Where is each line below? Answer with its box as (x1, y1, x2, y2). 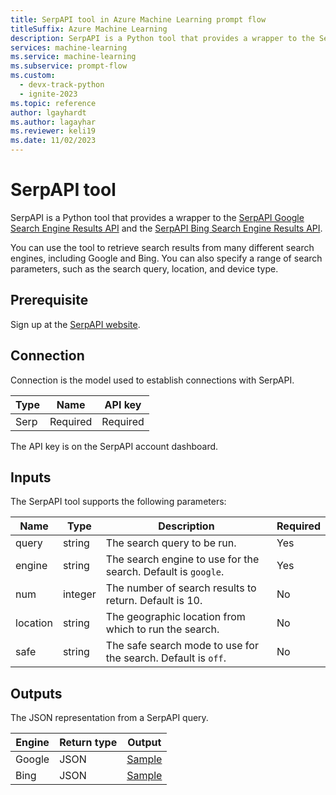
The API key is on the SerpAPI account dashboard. (10, 440, 219, 452)
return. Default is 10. (105, 594, 203, 608)
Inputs (10, 469, 52, 486)
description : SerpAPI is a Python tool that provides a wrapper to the (10, 33, 315, 43)
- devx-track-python (19, 80, 105, 90)
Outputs (10, 685, 63, 702)
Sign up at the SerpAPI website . (10, 318, 141, 330)
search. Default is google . (105, 565, 225, 579)
